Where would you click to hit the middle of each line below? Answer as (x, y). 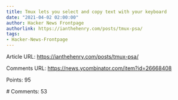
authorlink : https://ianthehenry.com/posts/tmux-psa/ (75, 28)
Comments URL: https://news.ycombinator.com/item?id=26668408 (89, 68)
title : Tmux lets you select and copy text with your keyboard (87, 12)
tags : (13, 34)
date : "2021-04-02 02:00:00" (42, 17)
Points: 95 (19, 80)
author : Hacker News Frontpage (45, 23)
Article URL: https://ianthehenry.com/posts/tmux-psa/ (73, 57)
